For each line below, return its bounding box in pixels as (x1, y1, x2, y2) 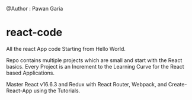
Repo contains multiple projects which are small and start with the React (6, 56, 183, 64)
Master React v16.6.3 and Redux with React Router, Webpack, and (6, 80, 167, 88)
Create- (168, 80, 187, 88)
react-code (6, 26, 63, 39)
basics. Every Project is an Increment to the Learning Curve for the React (6, 63, 185, 70)
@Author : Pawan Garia (6, 5, 63, 12)
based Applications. (6, 69, 55, 76)
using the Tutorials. (33, 87, 81, 94)
